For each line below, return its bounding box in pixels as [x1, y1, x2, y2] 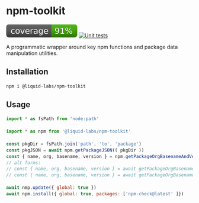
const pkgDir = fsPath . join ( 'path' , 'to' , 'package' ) [6, 141, 142, 147]
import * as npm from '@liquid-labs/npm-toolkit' [6, 128, 131, 134]
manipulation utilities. [6, 49, 58, 57]
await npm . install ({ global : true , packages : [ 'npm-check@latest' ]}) [6, 191, 184, 196]
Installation [6, 67, 49, 77]
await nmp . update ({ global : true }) [6, 185, 97, 191]
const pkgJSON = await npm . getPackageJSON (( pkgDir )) [6, 147, 145, 153]
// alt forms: [6, 160, 41, 166]
